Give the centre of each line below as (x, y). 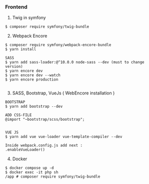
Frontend (16, 7)
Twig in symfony (29, 18)
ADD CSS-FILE (19, 115)
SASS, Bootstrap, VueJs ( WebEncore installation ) (63, 93)
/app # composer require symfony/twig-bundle (53, 177)
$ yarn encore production (32, 80)
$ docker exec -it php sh (32, 172)
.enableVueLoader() (25, 150)
